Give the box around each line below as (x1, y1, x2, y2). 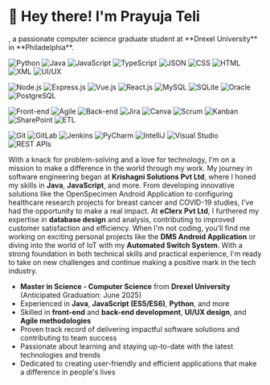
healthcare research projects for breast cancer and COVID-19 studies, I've (8, 197, 254, 207)
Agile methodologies (19, 316, 92, 325)
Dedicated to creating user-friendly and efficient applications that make (19, 358, 257, 368)
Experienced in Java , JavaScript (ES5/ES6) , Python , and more (19, 298, 230, 308)
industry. (8, 266, 38, 275)
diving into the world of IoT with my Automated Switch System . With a (8, 240, 243, 250)
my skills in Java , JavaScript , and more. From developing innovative (8, 180, 235, 190)
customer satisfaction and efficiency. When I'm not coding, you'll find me (8, 223, 251, 233)
